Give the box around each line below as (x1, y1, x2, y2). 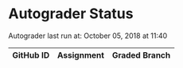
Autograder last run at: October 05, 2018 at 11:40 (8, 31, 168, 40)
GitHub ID (12, 49, 50, 60)
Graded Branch (111, 49, 171, 60)
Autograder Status (8, 5, 134, 23)
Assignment (56, 49, 105, 60)
